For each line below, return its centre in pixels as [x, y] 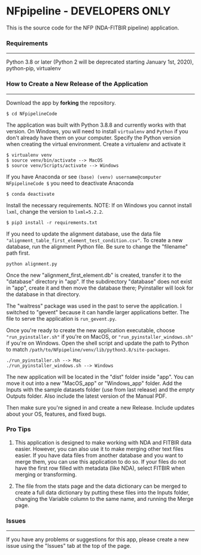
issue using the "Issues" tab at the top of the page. [69, 546]
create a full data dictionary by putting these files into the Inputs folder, [102, 492]
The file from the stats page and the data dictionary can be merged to [101, 486]
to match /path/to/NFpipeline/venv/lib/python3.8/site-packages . [88, 349]
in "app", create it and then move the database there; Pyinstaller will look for [100, 288]
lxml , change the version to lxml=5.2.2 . [55, 211]
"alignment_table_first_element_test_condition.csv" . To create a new [95, 240]
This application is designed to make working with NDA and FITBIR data [103, 442]
